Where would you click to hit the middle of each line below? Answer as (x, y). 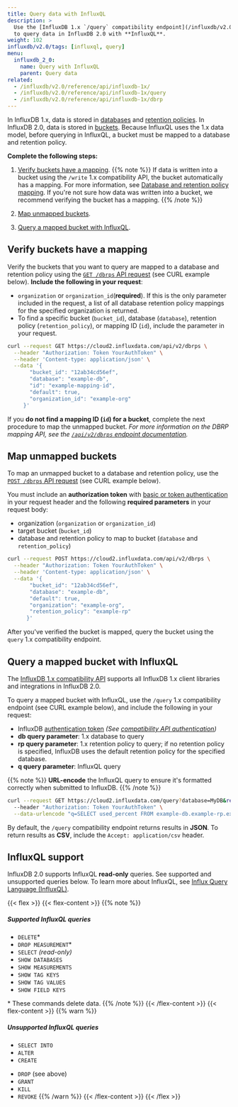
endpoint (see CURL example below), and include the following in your (110, 707)
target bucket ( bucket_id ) (55, 531)
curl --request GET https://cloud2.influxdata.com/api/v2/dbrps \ (107, 346)
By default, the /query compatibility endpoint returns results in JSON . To (113, 827)
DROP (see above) (42, 1074)
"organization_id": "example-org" (80, 399)
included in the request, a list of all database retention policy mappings (121, 303)
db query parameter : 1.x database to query (81, 736)
